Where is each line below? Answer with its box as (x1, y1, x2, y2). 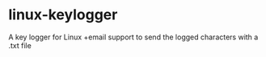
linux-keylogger (8, 6, 118, 24)
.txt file (8, 40, 32, 50)
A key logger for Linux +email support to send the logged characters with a (8, 32, 259, 42)
